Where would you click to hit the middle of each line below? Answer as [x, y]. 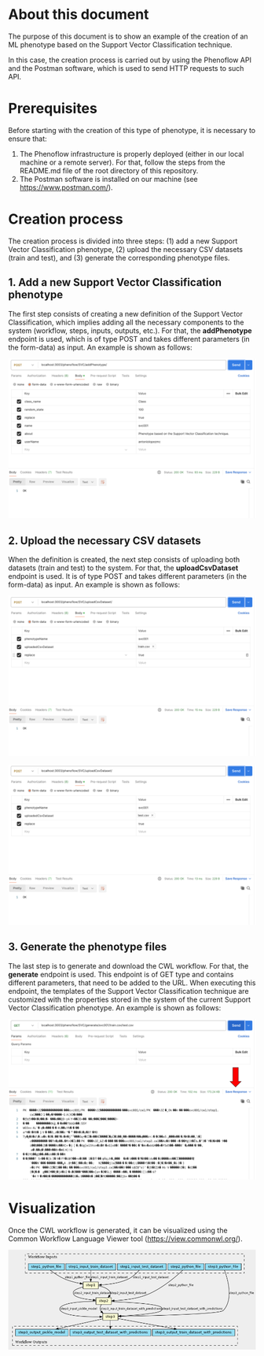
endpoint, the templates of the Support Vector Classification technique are [128, 991]
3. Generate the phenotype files [88, 947]
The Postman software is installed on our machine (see [108, 179]
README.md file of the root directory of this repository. [109, 170]
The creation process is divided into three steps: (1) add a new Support [123, 241]
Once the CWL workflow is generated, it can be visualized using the [118, 1230]
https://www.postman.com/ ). [66, 187]
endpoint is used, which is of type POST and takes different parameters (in [129, 339]
